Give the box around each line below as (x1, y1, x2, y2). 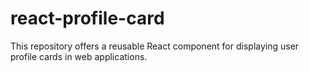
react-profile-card (10, 7, 165, 30)
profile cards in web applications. (10, 50, 148, 62)
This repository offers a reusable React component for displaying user (10, 40, 300, 52)
